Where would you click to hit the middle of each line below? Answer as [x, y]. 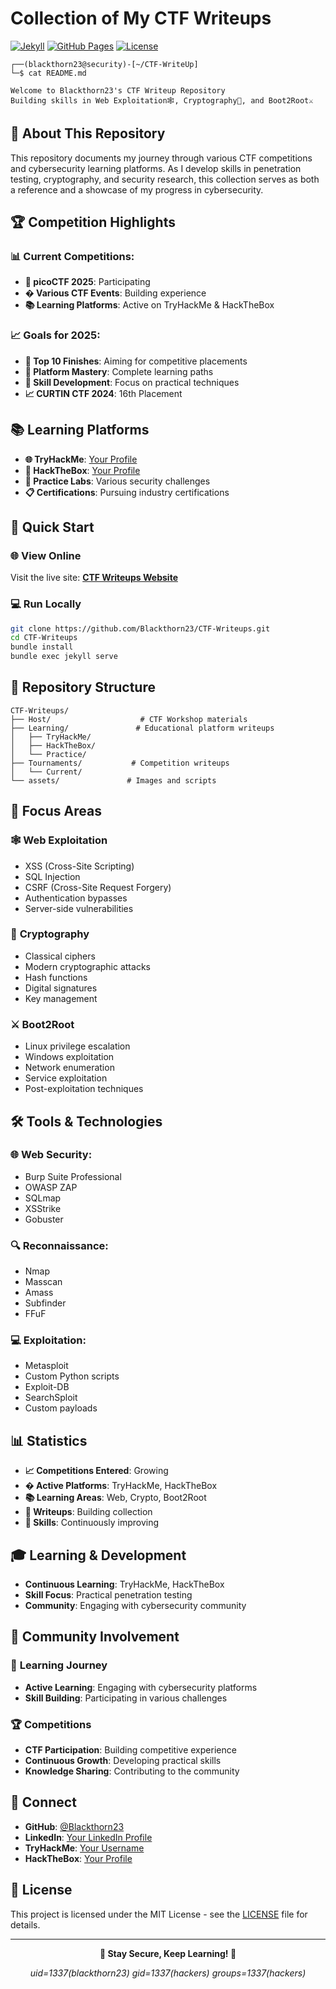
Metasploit [46, 1366]
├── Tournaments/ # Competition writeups [120, 763]
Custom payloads [61, 1408]
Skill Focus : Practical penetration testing [108, 1595]
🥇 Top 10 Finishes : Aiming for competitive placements [136, 361]
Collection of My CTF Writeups [141, 18]
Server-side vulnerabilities [79, 908]
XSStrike [43, 1208]
